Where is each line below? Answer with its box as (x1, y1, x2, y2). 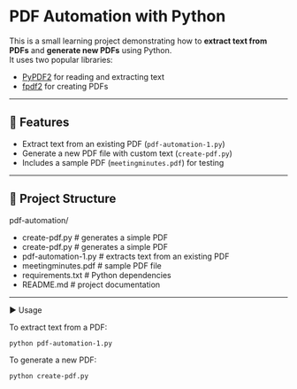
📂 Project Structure (9, 191, 117, 206)
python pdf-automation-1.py (9, 338, 113, 347)
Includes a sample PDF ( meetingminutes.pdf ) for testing (21, 157, 225, 167)
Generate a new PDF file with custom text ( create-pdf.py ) (21, 148, 232, 159)
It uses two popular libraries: (9, 54, 113, 65)
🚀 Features (9, 115, 70, 130)
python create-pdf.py (9, 372, 89, 381)
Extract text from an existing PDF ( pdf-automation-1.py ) (21, 138, 225, 149)
